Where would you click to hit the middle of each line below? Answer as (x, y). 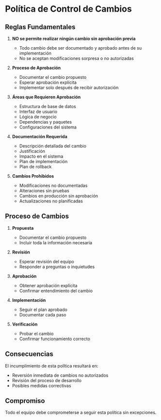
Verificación (25, 324)
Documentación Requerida (40, 137)
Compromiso (25, 401)
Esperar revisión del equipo (47, 261)
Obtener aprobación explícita (48, 285)
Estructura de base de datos (48, 106)
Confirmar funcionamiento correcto (55, 339)
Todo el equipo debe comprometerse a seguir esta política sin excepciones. (81, 413)
